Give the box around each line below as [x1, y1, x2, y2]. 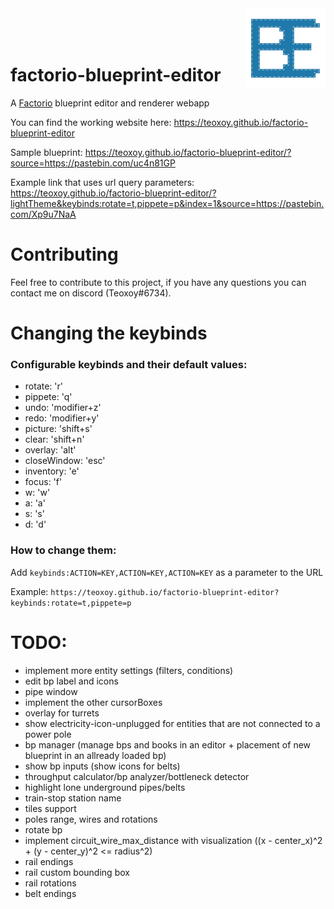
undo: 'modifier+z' [24, 402, 102, 414]
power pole [24, 728, 72, 740]
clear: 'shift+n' [24, 433, 85, 446]
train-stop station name [24, 792, 122, 804]
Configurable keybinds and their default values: [10, 357, 248, 371]
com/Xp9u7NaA [10, 208, 77, 220]
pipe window [24, 685, 78, 697]
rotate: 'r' [24, 380, 63, 392]
